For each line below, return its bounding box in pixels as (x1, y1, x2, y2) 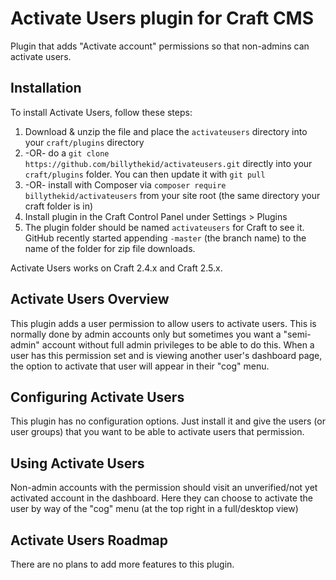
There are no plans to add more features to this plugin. (10, 558, 235, 570)
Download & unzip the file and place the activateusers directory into (24, 125, 308, 137)
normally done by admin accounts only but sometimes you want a (10, 328, 282, 340)
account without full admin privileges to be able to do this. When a (41, 338, 315, 351)
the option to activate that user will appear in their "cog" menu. (10, 360, 270, 372)
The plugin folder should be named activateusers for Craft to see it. (24, 221, 305, 233)
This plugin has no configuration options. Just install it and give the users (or (10, 415, 326, 427)
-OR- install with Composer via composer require (24, 178, 227, 191)
